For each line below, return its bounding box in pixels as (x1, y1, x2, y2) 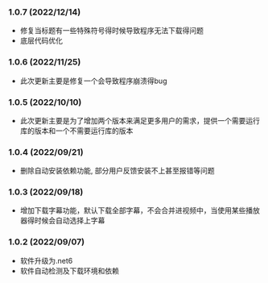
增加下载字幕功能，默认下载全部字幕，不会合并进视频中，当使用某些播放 (19, 206, 260, 215)
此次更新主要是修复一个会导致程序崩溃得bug (19, 76, 167, 85)
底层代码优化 (19, 35, 63, 46)
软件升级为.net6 (19, 256, 73, 265)
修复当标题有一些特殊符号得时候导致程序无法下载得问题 (19, 26, 204, 35)
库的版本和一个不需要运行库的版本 (19, 126, 134, 135)
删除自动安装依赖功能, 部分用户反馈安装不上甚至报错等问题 (19, 166, 215, 176)
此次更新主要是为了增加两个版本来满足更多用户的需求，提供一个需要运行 (19, 115, 260, 125)
